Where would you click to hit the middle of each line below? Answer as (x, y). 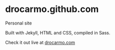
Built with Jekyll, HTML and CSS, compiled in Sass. (58, 32)
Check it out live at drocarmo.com (40, 42)
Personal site (18, 23)
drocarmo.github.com (52, 9)
